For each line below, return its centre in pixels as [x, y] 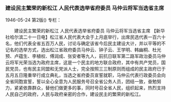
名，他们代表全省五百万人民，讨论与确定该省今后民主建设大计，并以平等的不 [85, 44]
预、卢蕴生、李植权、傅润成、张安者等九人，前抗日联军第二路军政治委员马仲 [85, 56]
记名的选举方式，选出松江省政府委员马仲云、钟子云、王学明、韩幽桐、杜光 [83, 50]
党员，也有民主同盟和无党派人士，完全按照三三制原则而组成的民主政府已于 [88, 69]
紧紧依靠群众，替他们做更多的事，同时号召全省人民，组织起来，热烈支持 [90, 88]
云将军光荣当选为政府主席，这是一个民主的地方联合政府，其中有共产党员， [83, 62]
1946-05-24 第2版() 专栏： [33, 20]
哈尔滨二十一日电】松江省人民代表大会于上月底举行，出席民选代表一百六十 [88, 37]
